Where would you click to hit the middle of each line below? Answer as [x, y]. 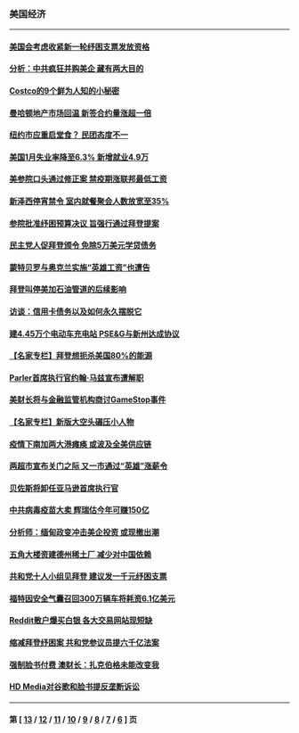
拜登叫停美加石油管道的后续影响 [68, 289]
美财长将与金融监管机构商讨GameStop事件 [88, 399]
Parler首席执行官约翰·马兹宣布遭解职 [77, 377]
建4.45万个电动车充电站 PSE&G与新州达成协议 [94, 334]
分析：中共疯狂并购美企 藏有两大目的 [77, 69]
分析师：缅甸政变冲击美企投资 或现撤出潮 [85, 531]
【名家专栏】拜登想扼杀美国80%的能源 [81, 356]
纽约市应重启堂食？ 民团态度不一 [69, 135]
